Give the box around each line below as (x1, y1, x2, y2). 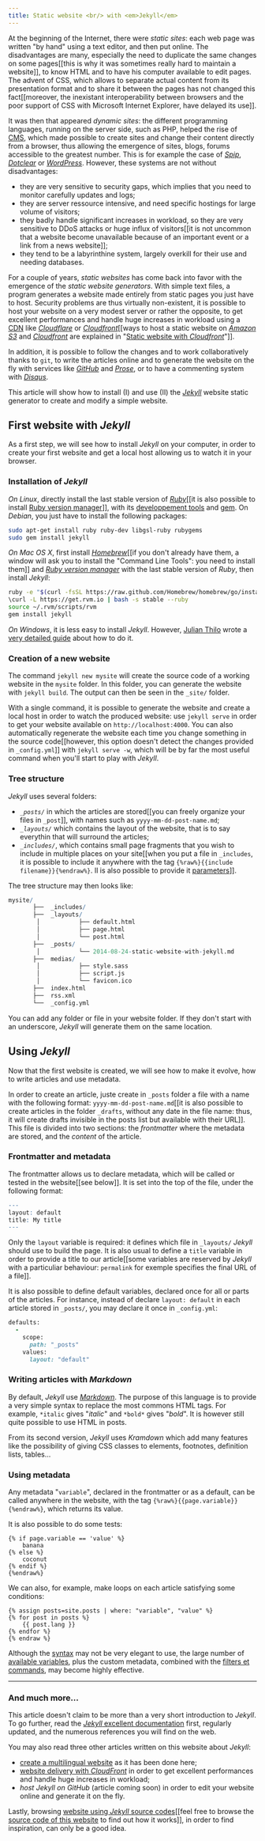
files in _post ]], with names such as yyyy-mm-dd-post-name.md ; (19, 815, 220, 824)
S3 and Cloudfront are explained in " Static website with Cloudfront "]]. (8, 331, 235, 341)
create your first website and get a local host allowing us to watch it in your (8, 448, 252, 457)
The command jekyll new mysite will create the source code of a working (8, 671, 250, 680)
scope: (22, 1334, 44, 1342)
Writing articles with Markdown (8, 1374, 132, 1385)
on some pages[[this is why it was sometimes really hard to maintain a (8, 59, 237, 68)
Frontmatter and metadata (8, 1151, 111, 1162)
